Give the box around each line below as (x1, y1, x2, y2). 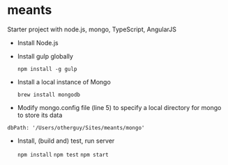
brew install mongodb (17, 91, 80, 98)
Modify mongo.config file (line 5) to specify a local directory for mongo (17, 103, 222, 111)
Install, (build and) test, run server (17, 136, 115, 145)
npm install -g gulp (17, 65, 77, 72)
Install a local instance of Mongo (17, 77, 112, 86)
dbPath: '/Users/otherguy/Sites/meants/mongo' (7, 124, 145, 131)
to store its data (17, 111, 63, 119)
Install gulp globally (17, 52, 73, 61)
